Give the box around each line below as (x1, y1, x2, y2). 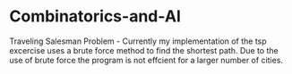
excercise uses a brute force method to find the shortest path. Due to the (9, 45, 279, 55)
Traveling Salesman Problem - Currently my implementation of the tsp (9, 36, 267, 46)
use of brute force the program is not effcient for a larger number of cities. (9, 54, 284, 65)
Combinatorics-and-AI (9, 6, 182, 27)
